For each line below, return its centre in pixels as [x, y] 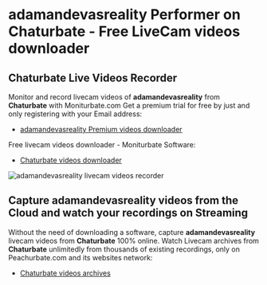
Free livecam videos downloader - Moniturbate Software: [102, 144]
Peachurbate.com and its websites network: [80, 257]
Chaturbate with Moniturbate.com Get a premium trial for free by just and [129, 105]
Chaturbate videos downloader [71, 160]
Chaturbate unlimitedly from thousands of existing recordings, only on [124, 249]
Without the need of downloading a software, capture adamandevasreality [132, 232]
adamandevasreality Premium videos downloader [101, 129]
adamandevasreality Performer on [124, 15]
